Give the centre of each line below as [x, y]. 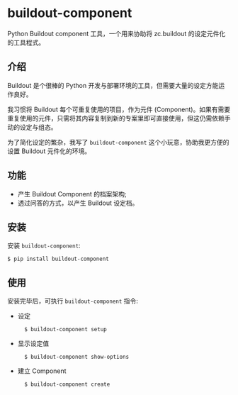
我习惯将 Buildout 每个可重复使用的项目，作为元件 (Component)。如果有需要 [119, 109]
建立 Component [42, 371]
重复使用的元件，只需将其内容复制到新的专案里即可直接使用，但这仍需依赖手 [119, 118]
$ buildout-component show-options [77, 357]
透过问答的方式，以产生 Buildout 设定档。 [78, 203]
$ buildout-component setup [66, 330]
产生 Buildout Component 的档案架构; [72, 194]
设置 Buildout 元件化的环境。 [49, 151]
